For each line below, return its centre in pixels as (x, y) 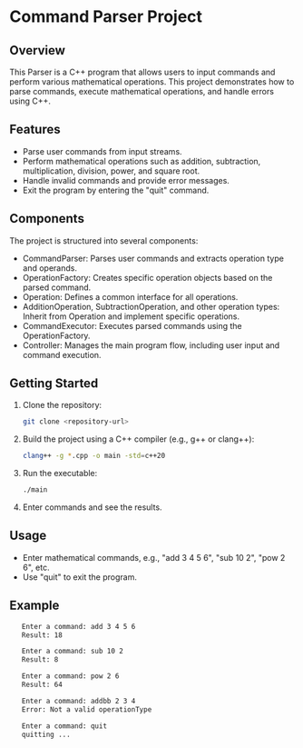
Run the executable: (60, 474)
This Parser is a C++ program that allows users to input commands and (142, 72)
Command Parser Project (106, 17)
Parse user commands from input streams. (103, 151)
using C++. (30, 101)
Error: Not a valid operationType (87, 709)
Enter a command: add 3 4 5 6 (78, 626)
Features (35, 130)
